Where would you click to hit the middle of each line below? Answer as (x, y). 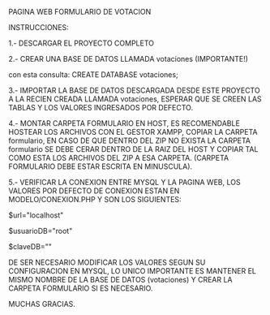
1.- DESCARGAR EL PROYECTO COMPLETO (81, 43)
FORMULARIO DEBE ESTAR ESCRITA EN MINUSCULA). (101, 166)
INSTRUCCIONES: (39, 27)
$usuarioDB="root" (41, 231)
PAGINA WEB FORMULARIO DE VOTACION (80, 12)
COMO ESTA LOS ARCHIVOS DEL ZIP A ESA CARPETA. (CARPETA (119, 158)
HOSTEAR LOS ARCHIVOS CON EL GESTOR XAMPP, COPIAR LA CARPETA (133, 132)
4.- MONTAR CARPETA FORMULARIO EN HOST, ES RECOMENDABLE (124, 123)
